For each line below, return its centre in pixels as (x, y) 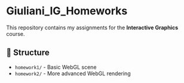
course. (16, 33)
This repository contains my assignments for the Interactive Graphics (92, 27)
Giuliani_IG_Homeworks (67, 11)
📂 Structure (28, 53)
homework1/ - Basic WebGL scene (56, 67)
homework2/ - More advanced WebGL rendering (73, 73)
